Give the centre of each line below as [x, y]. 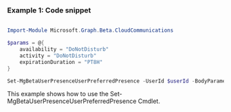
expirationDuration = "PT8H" [61, 62]
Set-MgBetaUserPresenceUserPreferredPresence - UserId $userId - [101, 81]
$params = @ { [26, 43]
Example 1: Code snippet [49, 10]
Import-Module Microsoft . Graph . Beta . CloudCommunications [90, 31]
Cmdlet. [149, 101]
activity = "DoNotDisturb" [58, 56]
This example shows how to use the [58, 94]
